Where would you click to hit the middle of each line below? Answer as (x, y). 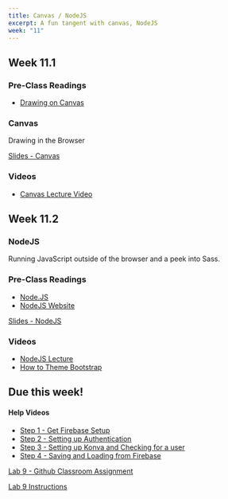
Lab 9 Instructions (38, 486)
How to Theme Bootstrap (61, 367)
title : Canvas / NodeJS (48, 16)
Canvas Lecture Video (56, 194)
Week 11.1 (32, 62)
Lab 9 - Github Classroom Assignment (71, 471)
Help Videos (29, 412)
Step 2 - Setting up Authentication (75, 439)
